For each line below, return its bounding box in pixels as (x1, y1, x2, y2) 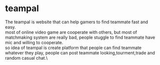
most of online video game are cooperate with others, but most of (5, 29, 138, 35)
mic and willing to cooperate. (5, 39, 63, 45)
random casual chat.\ (5, 55, 48, 61)
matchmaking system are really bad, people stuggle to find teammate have (5, 34, 155, 40)
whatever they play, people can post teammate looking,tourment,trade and (5, 49, 155, 56)
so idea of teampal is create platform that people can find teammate (5, 45, 142, 50)
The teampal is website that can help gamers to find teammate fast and (5, 19, 148, 25)
